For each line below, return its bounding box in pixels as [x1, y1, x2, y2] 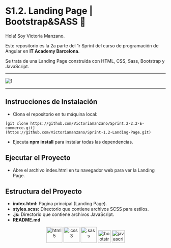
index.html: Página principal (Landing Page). [12, 201, 107, 207]
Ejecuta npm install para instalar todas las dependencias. [12, 139, 133, 145]
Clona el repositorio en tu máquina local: [12, 111, 98, 117]
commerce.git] [5, 125, 36, 130]
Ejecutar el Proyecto [5, 153, 71, 162]
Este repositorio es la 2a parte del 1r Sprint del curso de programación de [5, 42, 159, 48]
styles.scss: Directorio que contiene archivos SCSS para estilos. [12, 206, 149, 212]
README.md [12, 217, 41, 223]
